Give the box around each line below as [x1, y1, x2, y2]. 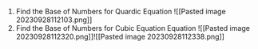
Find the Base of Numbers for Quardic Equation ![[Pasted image [15, 7, 226, 16]
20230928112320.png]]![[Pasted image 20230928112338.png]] [15, 32, 225, 41]
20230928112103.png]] [15, 15, 93, 24]
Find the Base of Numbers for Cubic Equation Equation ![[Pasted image [15, 24, 250, 32]
